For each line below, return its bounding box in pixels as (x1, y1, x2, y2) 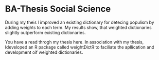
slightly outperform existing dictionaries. (5, 30, 86, 35)
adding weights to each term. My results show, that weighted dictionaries (5, 24, 152, 30)
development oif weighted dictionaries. (5, 49, 84, 55)
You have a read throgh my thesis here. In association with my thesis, (5, 39, 144, 45)
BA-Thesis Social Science (5, 3, 111, 15)
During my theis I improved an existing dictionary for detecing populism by (5, 19, 155, 25)
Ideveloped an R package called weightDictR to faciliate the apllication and (5, 44, 155, 50)
